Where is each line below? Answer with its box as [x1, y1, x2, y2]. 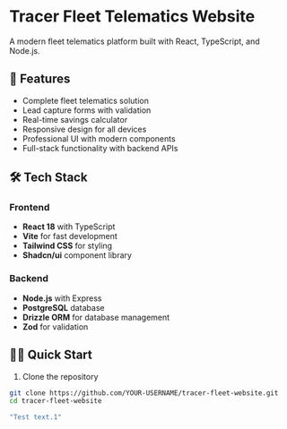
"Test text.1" [9, 413, 63, 422]
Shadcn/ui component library [22, 250, 133, 261]
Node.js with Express [22, 293, 102, 304]
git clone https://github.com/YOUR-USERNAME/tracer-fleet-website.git [9, 388, 279, 398]
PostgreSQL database [22, 302, 105, 313]
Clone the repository [22, 371, 99, 382]
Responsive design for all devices [22, 124, 147, 134]
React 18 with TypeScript [22, 221, 116, 232]
